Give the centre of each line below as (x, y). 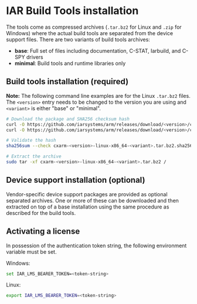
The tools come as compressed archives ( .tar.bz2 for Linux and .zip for (94, 27)
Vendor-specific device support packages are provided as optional (87, 194)
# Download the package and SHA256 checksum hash (68, 119)
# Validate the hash (31, 141)
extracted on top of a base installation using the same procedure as (88, 207)
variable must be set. (31, 252)
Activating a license (43, 232)
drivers (35, 57)
